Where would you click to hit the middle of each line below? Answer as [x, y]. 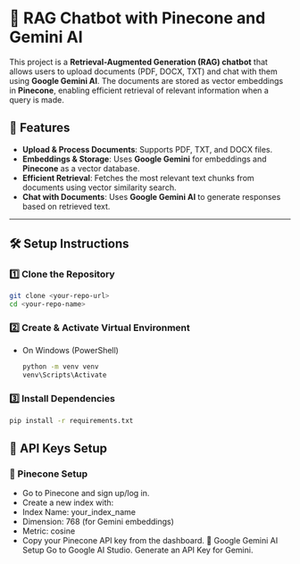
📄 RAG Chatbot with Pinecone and [137, 18]
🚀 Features [40, 128]
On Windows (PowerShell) [70, 351]
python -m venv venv [60, 367]
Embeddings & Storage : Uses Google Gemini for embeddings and [144, 159]
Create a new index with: [68, 502]
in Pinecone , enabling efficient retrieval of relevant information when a [139, 90]
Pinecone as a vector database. [81, 168]
